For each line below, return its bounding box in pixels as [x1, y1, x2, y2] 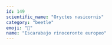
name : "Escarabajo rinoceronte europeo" [6, 30, 107, 36]
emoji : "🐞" [6, 25, 33, 31]
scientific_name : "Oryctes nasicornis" [6, 14, 104, 20]
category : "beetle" [6, 19, 54, 25]
